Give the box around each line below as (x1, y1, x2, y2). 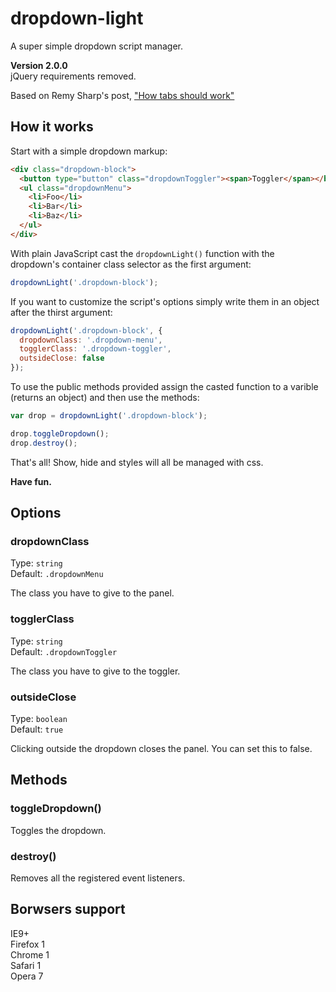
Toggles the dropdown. (10, 824, 107, 836)
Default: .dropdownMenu (10, 568, 104, 580)
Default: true (10, 723, 64, 735)
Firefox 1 (10, 938, 45, 950)
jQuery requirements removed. (10, 70, 137, 82)
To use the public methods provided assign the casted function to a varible (10, 381, 319, 392)
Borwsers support (10, 901, 126, 918)
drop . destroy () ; (10, 438, 78, 448)
